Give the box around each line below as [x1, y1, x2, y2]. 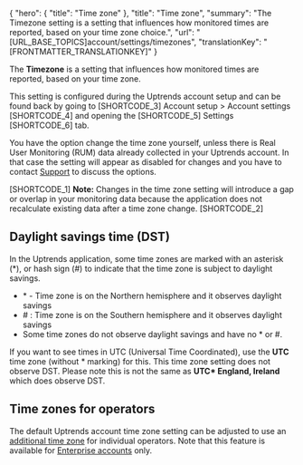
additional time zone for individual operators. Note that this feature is [9, 435, 265, 446]
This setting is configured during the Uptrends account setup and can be [9, 91, 281, 102]
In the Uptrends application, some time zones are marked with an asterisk [9, 253, 284, 264]
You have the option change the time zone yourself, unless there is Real [9, 138, 276, 148]
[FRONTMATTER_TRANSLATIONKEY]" [9, 46, 152, 57]
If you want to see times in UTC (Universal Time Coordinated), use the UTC [9, 346, 289, 357]
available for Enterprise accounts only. [9, 444, 153, 456]
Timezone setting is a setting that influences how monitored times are [9, 17, 270, 28]
